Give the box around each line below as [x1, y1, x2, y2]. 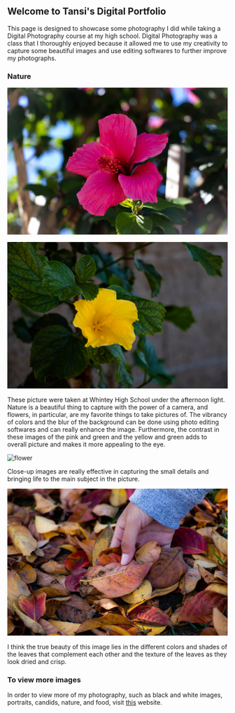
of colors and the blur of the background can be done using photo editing [7, 418, 219, 426]
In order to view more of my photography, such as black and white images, [7, 691, 223, 699]
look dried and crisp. [7, 658, 67, 666]
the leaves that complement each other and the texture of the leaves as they [7, 650, 227, 658]
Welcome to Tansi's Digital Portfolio [7, 6, 166, 17]
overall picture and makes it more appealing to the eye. [7, 440, 166, 449]
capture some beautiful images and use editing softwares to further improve [7, 46, 227, 55]
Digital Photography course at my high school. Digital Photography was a [7, 31, 218, 40]
